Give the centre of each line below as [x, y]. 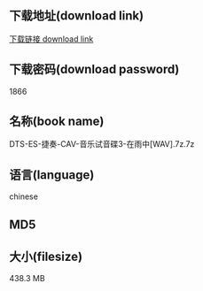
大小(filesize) [46, 257]
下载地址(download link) [77, 16]
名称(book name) [57, 122]
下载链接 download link [51, 39]
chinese [23, 196]
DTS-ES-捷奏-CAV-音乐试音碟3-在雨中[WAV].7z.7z [102, 144]
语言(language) [52, 175]
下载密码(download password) [94, 69]
